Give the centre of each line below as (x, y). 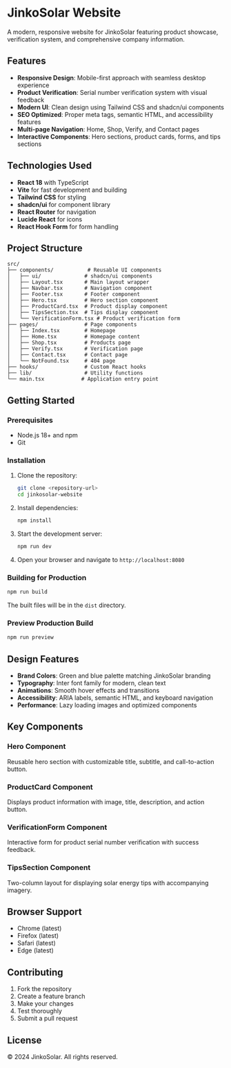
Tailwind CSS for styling (52, 197)
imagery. (20, 890)
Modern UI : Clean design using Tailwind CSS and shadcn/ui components (120, 107)
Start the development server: (60, 534)
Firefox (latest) (38, 936)
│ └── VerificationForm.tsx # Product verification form (94, 319)
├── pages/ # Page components (72, 325)
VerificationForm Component (57, 827)
